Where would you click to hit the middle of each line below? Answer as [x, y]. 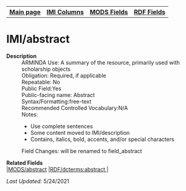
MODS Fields [109, 12]
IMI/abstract [38, 39]
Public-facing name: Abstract [58, 95]
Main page [25, 12]
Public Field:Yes [42, 88]
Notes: [30, 114]
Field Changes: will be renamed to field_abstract [82, 151]
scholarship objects [46, 69]
